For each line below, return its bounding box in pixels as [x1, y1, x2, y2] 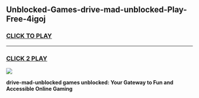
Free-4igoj [6, 14, 46, 24]
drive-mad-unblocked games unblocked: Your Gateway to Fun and [6, 78, 174, 86]
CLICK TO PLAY [6, 32, 52, 40]
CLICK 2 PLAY [6, 54, 47, 62]
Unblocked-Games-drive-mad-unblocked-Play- [6, 5, 187, 15]
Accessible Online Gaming [6, 85, 73, 92]
